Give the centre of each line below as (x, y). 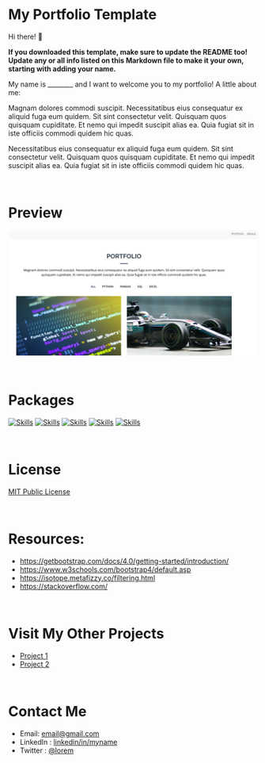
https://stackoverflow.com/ (64, 586)
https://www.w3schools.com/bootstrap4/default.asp (105, 569)
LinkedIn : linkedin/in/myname (68, 742)
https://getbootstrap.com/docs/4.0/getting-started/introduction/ (124, 561)
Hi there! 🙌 (26, 36)
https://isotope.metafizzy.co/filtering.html (87, 577)
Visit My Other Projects (86, 633)
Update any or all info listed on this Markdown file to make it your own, (126, 60)
